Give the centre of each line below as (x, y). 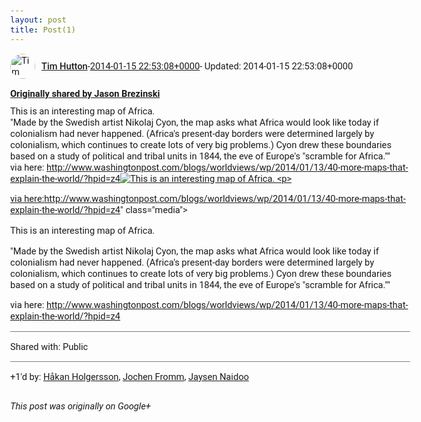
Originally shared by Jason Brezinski (85, 93)
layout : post (38, 20)
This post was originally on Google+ (80, 406)
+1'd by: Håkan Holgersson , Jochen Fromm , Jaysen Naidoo (129, 376)
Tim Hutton (64, 66)
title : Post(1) (43, 29)
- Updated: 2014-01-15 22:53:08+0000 (276, 66)
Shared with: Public (49, 346)
